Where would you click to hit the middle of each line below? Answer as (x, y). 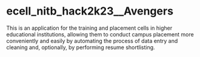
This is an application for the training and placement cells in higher (89, 28)
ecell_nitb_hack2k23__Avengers (90, 11)
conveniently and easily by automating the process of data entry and (92, 41)
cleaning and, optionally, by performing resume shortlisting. (81, 47)
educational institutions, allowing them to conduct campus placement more (100, 34)
